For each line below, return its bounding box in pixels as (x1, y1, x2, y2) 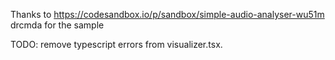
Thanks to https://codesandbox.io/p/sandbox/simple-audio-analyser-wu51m (10, 9, 325, 20)
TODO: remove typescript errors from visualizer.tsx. (10, 39, 223, 50)
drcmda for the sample (10, 19, 105, 31)
